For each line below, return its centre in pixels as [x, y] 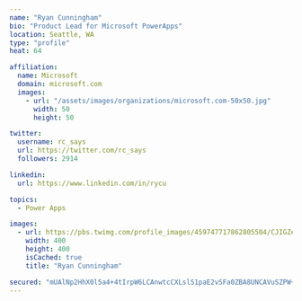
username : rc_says [52, 142]
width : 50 [51, 109]
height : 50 [53, 118]
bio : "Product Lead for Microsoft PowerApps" [96, 26]
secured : [26, 282]
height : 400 [48, 249]
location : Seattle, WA [52, 34]
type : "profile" [40, 43]
